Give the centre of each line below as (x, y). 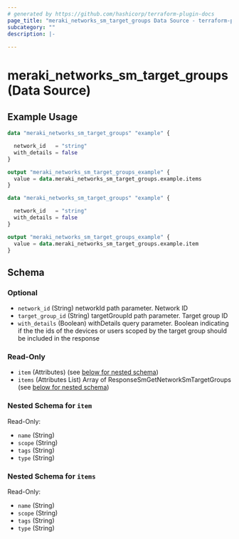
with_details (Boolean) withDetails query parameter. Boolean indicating (123, 324)
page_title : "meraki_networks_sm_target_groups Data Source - (101, 21)
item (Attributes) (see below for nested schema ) (88, 372)
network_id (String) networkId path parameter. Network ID (103, 308)
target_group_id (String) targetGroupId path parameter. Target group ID (123, 316)
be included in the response (58, 338)
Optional (22, 292)
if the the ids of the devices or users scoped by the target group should (122, 331)
